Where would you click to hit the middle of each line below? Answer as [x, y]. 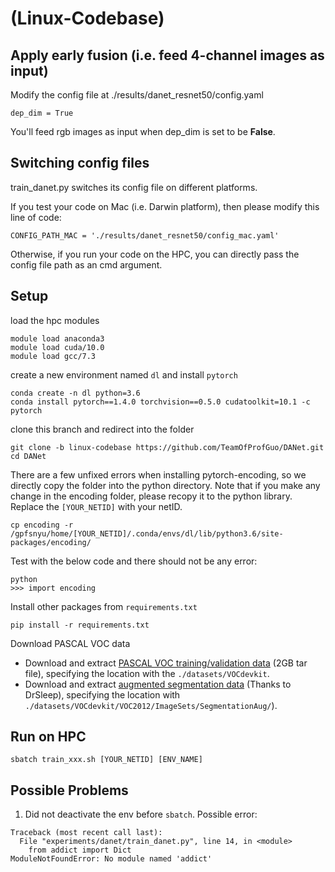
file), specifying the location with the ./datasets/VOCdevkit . [147, 673]
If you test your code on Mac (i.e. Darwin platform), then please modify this [165, 206]
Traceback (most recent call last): [86, 833]
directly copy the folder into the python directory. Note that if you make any [165, 485]
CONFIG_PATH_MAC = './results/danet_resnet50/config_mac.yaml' [145, 235]
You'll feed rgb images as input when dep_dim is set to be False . [143, 131]
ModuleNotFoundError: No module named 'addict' [111, 859]
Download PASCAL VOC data [70, 643]
